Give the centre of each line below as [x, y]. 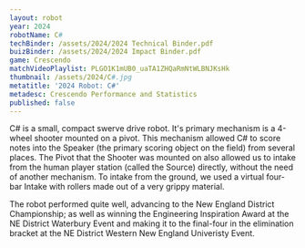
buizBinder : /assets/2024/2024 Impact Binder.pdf [106, 52]
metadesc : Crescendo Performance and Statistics [103, 94]
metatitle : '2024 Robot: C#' [65, 86]
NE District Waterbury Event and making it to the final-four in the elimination [152, 223]
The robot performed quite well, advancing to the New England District [142, 204]
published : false [42, 103]
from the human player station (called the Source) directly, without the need [152, 167]
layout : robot [36, 18]
